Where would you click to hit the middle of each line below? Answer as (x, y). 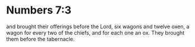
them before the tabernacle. (40, 39)
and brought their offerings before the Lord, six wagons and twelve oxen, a (98, 26)
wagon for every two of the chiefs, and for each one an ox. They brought (95, 32)
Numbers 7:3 (39, 10)
